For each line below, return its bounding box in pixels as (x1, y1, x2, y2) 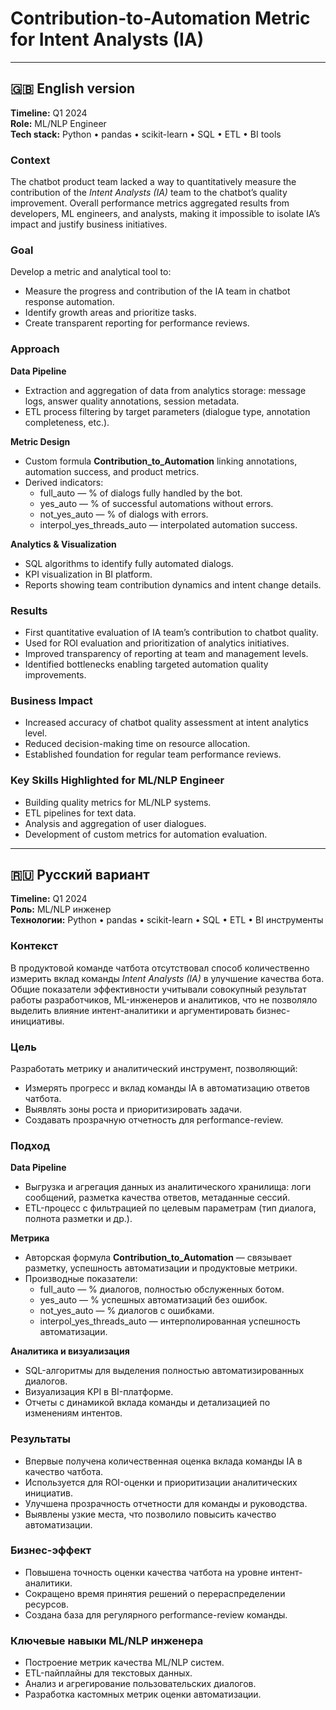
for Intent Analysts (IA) (10, 28, 205, 51)
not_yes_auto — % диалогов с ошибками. (39, 1305, 215, 1317)
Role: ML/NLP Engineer (10, 117, 107, 129)
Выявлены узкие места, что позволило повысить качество (24, 1508, 277, 1520)
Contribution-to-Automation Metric (10, 7, 311, 30)
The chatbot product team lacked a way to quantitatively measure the (10, 176, 297, 188)
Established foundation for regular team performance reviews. (24, 748, 282, 761)
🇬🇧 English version (10, 80, 136, 97)
